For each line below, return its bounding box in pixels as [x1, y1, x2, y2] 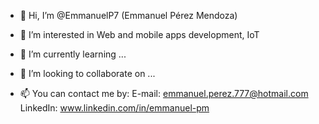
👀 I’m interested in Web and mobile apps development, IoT [19, 29, 260, 40]
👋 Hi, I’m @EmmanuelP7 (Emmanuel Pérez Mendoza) [19, 10, 238, 21]
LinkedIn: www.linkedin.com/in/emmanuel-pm [19, 102, 210, 114]
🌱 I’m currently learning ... [19, 48, 127, 60]
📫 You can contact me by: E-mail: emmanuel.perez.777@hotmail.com [19, 88, 309, 99]
